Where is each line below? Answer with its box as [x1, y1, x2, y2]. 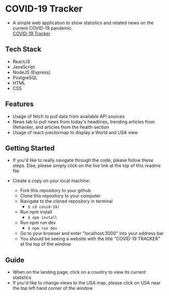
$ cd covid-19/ [27, 205, 60, 210]
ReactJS [12, 58, 30, 65]
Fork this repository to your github [20, 188, 91, 194]
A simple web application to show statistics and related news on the [12, 20, 154, 26]
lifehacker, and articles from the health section [12, 124, 109, 130]
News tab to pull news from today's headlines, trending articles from [12, 119, 155, 125]
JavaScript [12, 64, 35, 70]
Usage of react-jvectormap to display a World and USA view [12, 129, 138, 135]
